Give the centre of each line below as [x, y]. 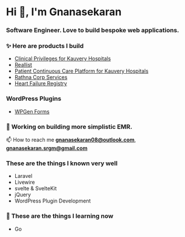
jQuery [22, 195]
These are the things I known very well [62, 163]
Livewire [25, 182]
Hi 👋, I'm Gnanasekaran [64, 12]
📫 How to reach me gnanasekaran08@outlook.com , [71, 140]
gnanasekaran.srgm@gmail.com [47, 148]
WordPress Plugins [34, 99]
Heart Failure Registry [41, 84]
